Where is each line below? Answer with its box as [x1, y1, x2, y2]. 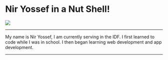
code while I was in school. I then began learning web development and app [5, 39, 162, 45]
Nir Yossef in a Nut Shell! [5, 3, 110, 15]
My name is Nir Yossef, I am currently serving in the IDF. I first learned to [5, 34, 155, 40]
